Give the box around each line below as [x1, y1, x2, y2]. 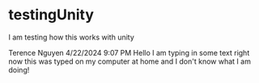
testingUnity [8, 6, 95, 24]
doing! [8, 64, 30, 74]
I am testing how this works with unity [8, 32, 135, 42]
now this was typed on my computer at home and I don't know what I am [8, 56, 251, 66]
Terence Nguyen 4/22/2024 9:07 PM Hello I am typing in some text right [8, 48, 250, 57]
